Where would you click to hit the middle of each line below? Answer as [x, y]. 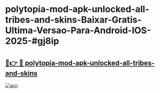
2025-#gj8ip [32, 41]
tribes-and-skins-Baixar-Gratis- [73, 20]
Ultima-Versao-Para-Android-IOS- [78, 30]
